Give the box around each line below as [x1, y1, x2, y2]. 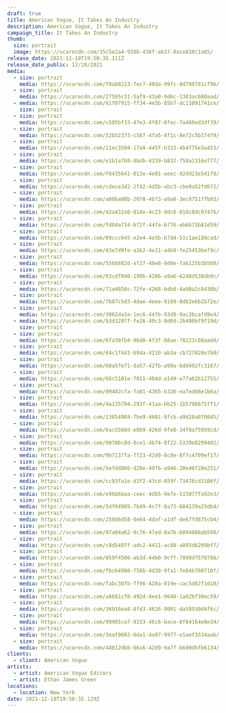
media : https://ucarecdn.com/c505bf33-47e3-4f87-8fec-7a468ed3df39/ [19, 118, 220, 126]
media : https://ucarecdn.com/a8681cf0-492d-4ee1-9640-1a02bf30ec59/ [19, 593, 220, 600]
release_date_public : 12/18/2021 [7, 61, 103, 68]
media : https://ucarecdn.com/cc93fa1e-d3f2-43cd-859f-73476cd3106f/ [19, 477, 220, 484]
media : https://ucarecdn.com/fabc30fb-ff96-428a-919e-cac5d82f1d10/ [19, 580, 220, 587]
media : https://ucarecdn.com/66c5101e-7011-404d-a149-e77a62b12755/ [19, 375, 220, 382]
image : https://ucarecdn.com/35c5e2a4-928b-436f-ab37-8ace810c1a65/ [13, 49, 214, 56]
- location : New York [13, 689, 76, 696]
